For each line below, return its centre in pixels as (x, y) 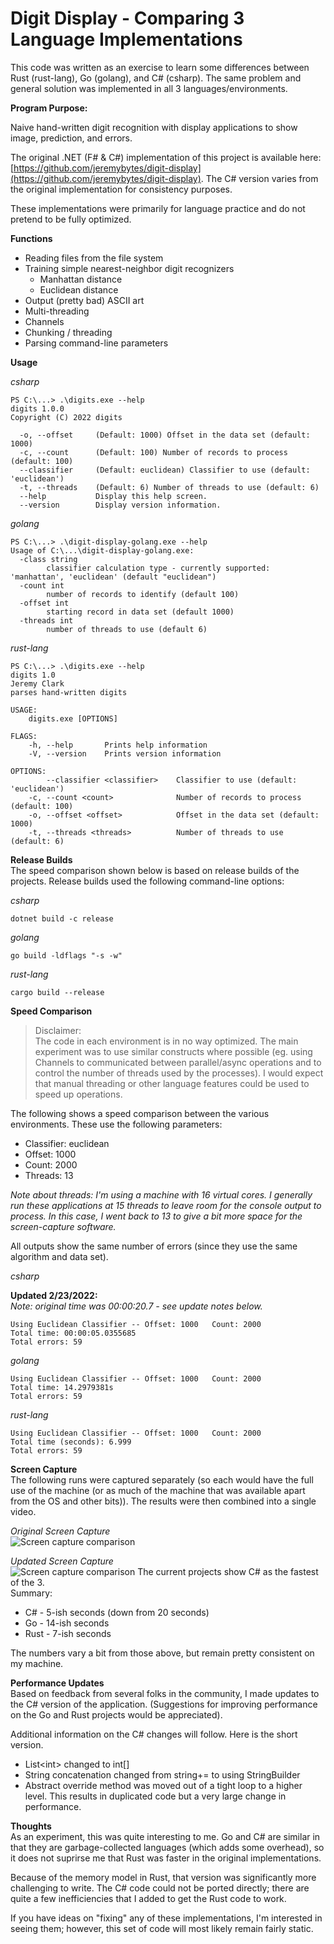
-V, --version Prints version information (125, 753)
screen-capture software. (63, 1226)
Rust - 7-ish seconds (68, 1633)
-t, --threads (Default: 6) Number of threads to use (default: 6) (169, 487)
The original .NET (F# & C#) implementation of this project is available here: (166, 157)
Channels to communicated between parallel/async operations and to (178, 1062)
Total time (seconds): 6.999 (71, 1442)
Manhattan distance (81, 279)
